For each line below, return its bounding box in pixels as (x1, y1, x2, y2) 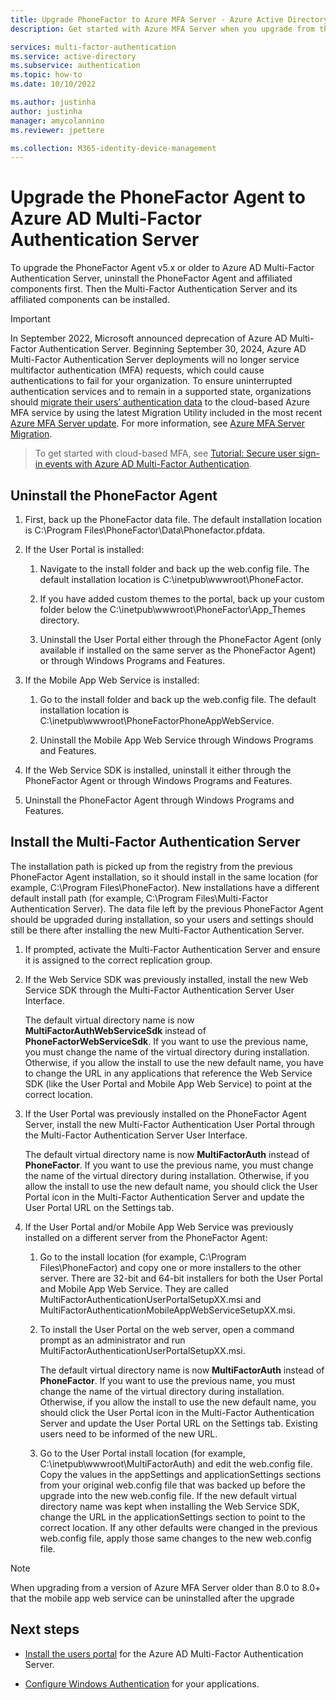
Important (10, 313, 51, 325)
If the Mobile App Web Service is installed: (24, 674, 200, 686)
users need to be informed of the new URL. (39, 1427, 218, 1440)
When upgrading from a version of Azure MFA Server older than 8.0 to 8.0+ (10, 1581, 322, 1593)
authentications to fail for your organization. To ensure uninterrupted (10, 375, 293, 387)
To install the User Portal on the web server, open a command (39, 1323, 295, 1335)
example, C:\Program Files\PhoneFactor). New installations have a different (10, 881, 320, 893)
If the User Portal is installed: (24, 544, 145, 555)
